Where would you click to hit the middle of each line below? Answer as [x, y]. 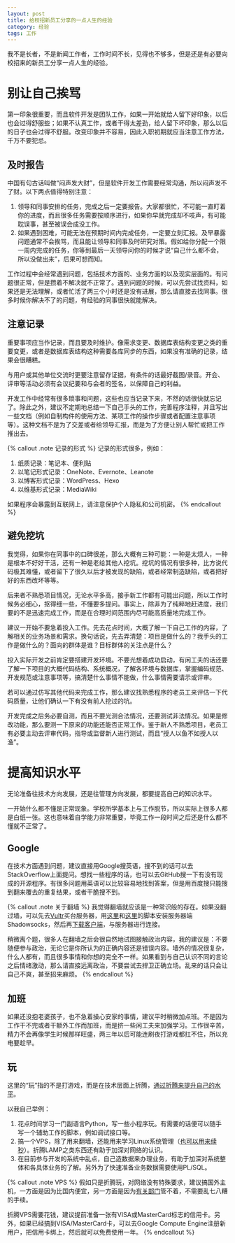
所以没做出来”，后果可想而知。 [62, 259]
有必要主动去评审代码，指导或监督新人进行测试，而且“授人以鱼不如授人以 [113, 733]
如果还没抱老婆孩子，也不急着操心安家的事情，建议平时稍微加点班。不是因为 [117, 1017]
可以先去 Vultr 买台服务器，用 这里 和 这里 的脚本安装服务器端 [109, 916]
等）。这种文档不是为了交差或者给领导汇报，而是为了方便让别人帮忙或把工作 [116, 425]
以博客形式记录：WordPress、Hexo [68, 481]
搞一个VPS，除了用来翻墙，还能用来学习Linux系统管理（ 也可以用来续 [117, 1141]
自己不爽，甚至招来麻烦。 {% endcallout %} [71, 974]
